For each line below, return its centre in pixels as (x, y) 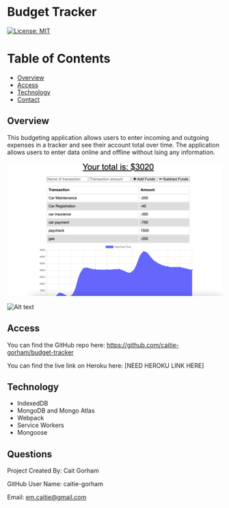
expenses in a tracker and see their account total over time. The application (113, 145)
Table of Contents (59, 59)
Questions (30, 454)
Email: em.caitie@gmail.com (47, 497)
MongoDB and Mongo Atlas (56, 411)
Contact (28, 99)
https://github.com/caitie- (143, 345)
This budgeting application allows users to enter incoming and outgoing (108, 137)
